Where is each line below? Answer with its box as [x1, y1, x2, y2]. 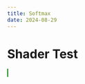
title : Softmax [7, 10, 51, 17]
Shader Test [7, 46, 78, 62]
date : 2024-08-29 [7, 17, 57, 23]
